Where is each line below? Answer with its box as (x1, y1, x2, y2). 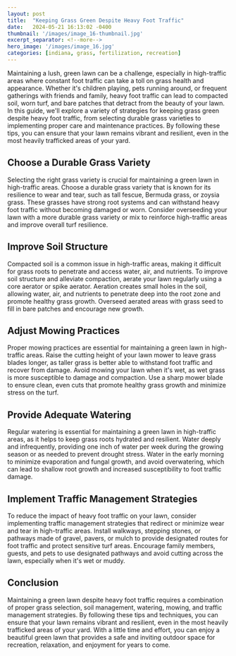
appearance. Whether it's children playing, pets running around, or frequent (7, 84, 228, 92)
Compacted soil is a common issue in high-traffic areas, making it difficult (7, 259, 222, 268)
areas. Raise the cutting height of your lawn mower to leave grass (25, 351, 216, 359)
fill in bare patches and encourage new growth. (7, 304, 144, 313)
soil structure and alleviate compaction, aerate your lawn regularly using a (7, 274, 222, 283)
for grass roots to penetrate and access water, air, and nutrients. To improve (7, 267, 228, 276)
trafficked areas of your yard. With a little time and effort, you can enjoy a (7, 625, 220, 634)
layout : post (7, 10, 46, 18)
